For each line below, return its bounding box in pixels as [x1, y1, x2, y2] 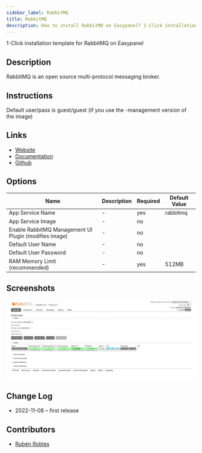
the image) [6, 113, 33, 120]
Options [6, 176, 37, 186]
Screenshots [6, 283, 55, 293]
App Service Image [8, 217, 57, 225]
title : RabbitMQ [6, 16, 47, 22]
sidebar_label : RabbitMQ [6, 10, 69, 16]
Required [136, 197, 161, 205]
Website [14, 146, 36, 153]
